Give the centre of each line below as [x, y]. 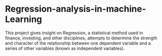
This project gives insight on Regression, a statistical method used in [74, 33]
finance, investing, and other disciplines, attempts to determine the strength [81, 38]
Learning [24, 19]
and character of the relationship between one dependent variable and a [78, 43]
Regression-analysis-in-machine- [76, 9]
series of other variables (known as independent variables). [65, 48]
